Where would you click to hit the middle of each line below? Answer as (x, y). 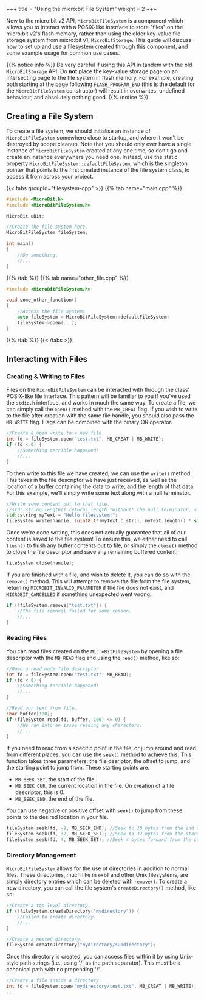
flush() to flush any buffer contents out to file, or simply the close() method (102, 545)
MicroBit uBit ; (25, 216)
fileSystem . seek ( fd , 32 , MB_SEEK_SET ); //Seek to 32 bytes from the (95, 834)
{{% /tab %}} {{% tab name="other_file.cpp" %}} (68, 278)
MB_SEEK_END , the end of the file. (55, 799)
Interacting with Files (47, 359)
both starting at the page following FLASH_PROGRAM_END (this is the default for (101, 84)
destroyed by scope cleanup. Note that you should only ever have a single (99, 144)
